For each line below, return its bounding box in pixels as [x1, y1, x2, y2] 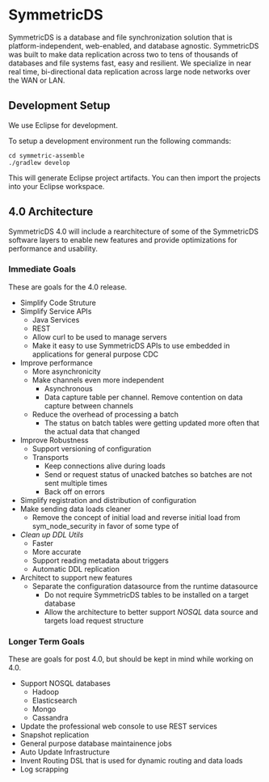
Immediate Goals [8, 264, 77, 275]
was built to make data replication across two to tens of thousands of [8, 49, 238, 59]
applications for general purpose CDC [32, 349, 159, 359]
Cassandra [32, 713, 69, 723]
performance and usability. [8, 243, 99, 253]
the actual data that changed [44, 426, 141, 436]
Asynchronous [44, 383, 93, 393]
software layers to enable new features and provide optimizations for [8, 235, 238, 244]
